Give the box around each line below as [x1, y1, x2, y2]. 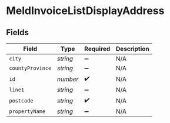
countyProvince [9, 65, 52, 71]
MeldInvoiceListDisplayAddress [6, 4, 165, 18]
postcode [9, 97, 34, 104]
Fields [6, 28, 29, 37]
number [56, 75, 79, 83]
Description [115, 45, 149, 53]
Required [84, 45, 111, 53]
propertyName [9, 108, 46, 115]
